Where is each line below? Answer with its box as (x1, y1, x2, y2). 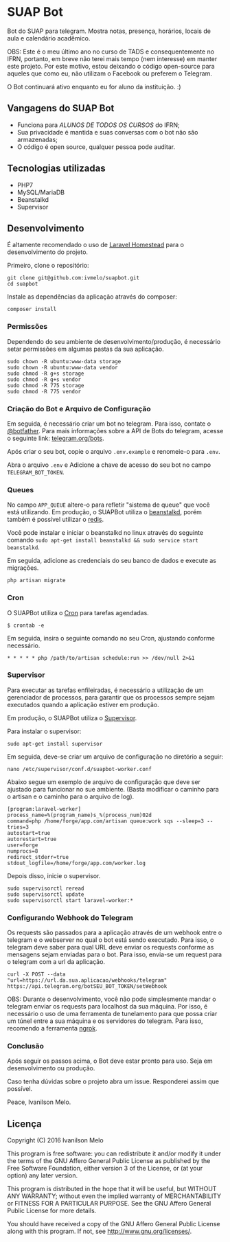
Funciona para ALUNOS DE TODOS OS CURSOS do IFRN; (16, 121, 180, 129)
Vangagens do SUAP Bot (7, 102, 115, 114)
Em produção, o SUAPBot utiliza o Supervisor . (7, 713, 137, 722)
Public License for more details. (7, 1206, 97, 1215)
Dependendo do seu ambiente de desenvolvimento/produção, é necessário (7, 337, 221, 345)
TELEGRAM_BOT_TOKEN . (7, 468, 65, 476)
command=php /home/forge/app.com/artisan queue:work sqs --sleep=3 (7, 818, 205, 825)
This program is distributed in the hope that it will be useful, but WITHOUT (7, 1185, 217, 1193)
